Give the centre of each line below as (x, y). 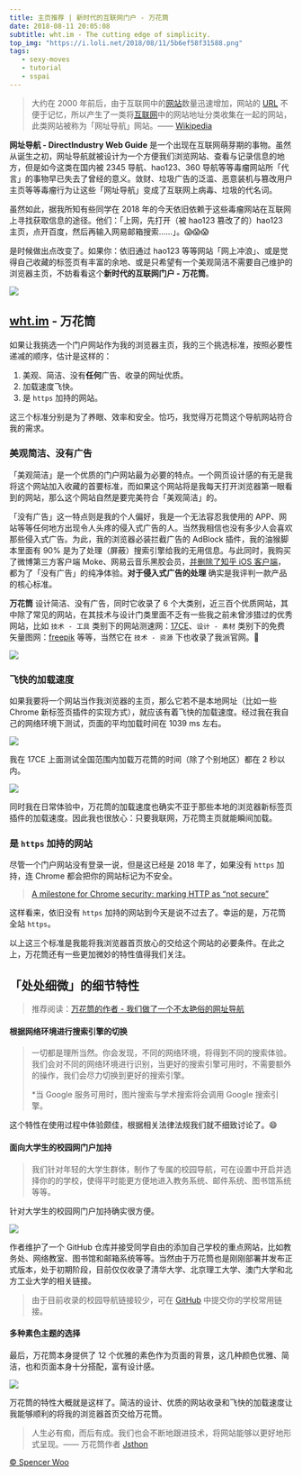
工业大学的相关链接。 (56, 1280)
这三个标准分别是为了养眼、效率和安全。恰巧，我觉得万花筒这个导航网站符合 (151, 416)
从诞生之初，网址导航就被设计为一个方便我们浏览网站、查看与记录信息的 (143, 156)
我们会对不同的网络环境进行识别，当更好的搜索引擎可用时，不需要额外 (161, 1064)
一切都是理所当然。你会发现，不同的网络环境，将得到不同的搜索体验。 (161, 1053)
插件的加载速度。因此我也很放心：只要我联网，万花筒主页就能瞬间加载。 (143, 818)
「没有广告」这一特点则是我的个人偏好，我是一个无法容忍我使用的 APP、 (144, 516)
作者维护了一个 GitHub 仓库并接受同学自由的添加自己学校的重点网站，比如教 (151, 1247)
